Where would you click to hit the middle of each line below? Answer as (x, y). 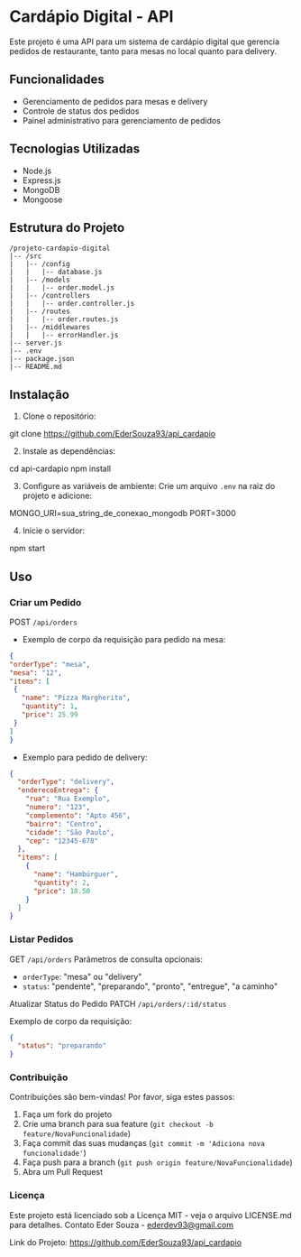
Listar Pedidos (41, 939)
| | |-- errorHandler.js (64, 336)
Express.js (41, 180)
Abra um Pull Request (63, 1172)
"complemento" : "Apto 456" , (78, 815)
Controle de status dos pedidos (81, 111)
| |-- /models (40, 280)
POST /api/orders (44, 622)
